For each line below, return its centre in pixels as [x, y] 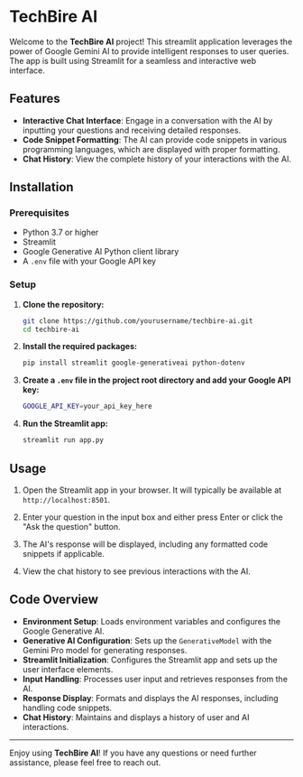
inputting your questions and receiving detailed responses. [132, 130]
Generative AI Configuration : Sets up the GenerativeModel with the [147, 640]
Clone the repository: [63, 304]
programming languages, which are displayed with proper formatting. [151, 149]
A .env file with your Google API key [89, 261]
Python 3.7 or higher [60, 233]
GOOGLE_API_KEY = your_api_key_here [87, 407]
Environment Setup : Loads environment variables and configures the [151, 621]
